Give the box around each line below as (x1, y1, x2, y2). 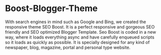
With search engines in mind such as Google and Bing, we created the (5, 19, 146, 25)
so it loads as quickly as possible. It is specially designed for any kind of (5, 39, 150, 45)
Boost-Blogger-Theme (5, 3, 98, 14)
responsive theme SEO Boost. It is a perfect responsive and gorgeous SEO (5, 24, 155, 29)
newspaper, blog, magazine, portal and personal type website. (5, 44, 131, 50)
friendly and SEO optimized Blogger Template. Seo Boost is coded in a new (5, 29, 156, 35)
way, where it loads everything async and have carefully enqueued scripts (5, 34, 155, 40)
